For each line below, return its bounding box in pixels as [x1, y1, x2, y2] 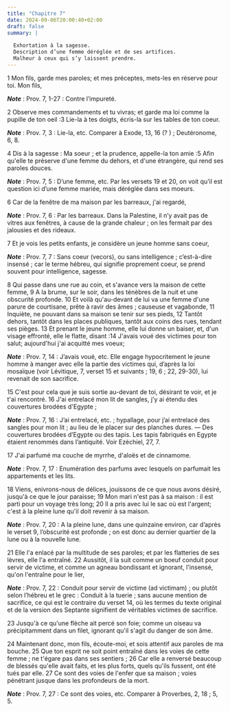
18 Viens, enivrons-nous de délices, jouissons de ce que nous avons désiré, [7, 485, 222, 493]
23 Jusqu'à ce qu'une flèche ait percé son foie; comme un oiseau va [7, 619, 201, 627]
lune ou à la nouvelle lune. [7, 535, 81, 543]
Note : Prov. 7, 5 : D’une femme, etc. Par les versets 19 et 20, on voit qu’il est [7, 177, 223, 185]
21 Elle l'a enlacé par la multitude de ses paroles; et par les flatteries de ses [7, 548, 220, 557]
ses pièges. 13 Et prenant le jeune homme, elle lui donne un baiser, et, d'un [7, 324, 219, 333]
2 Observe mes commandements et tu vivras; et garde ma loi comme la [7, 107, 209, 116]
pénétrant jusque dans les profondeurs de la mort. [7, 676, 150, 684]
